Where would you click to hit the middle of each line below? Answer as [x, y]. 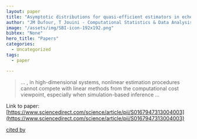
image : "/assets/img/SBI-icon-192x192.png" [60, 28]
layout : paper [23, 11]
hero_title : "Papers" [33, 39]
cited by [16, 130]
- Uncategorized [31, 50]
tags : [13, 55]
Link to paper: [23, 106]
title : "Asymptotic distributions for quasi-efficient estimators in [93, 17]
